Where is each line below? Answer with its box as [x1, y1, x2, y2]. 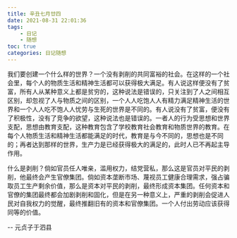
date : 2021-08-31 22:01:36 [7, 17, 87, 24]
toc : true [7, 43, 37, 50]
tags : [7, 23, 23, 30]
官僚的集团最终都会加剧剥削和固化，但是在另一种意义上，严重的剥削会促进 [7, 190, 224, 199]
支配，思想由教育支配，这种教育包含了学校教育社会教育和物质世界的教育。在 [7, 123, 230, 131]
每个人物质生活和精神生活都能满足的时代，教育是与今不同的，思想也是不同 [7, 131, 224, 139]
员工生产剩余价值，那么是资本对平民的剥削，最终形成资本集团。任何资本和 [13, 181, 230, 190]
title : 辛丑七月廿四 [7, 10, 61, 18]
